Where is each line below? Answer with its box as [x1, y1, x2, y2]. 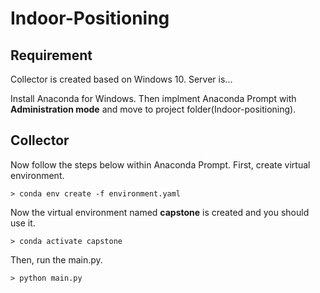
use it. [10, 217, 36, 229]
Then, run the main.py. [10, 253, 103, 266]
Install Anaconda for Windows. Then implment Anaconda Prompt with [10, 93, 297, 104]
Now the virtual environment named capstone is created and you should [10, 206, 310, 218]
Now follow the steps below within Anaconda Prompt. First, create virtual [10, 158, 311, 171]
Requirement [10, 47, 93, 64]
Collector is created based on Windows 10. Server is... [10, 73, 233, 85]
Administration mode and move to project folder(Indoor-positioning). [10, 103, 297, 115]
